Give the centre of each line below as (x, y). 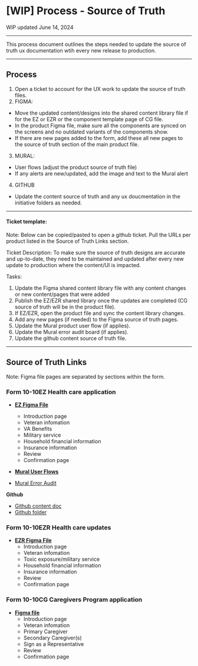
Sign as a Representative (54, 644)
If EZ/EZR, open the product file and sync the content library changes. (100, 313)
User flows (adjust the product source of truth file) (76, 167)
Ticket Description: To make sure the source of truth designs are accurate (96, 252)
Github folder (31, 512)
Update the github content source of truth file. (70, 338)
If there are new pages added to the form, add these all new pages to (99, 138)
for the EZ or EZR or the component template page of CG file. (89, 119)
